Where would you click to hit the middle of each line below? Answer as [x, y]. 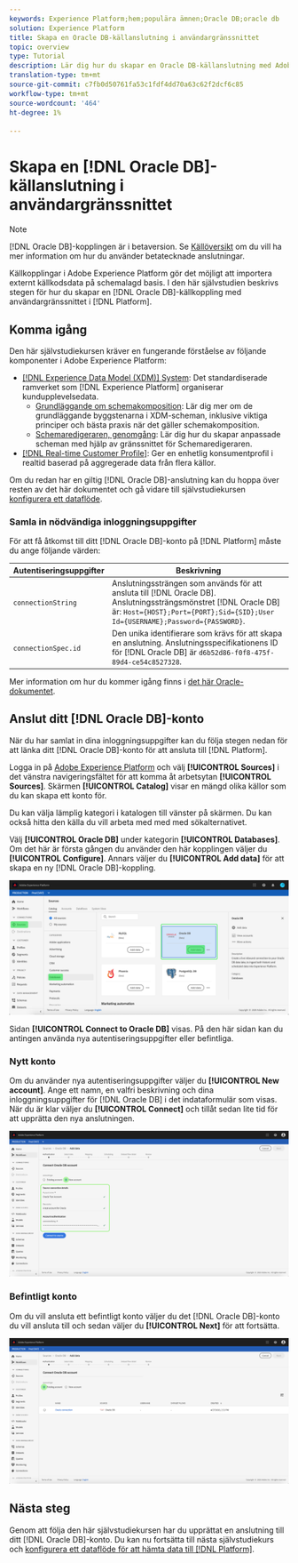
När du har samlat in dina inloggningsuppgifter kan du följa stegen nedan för [149, 740]
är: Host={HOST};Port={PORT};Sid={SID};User [193, 612]
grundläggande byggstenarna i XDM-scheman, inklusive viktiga [151, 415]
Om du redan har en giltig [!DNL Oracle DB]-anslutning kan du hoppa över [144, 480]
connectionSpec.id [47, 648]
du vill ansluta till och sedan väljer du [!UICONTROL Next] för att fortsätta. [145, 1326]
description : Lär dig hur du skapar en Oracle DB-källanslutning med [141, 66]
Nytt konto [32, 1061]
